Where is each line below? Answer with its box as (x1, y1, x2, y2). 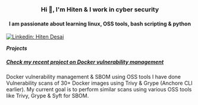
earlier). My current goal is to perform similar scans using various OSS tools (6, 86, 192, 93)
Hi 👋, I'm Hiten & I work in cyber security (40, 5, 159, 14)
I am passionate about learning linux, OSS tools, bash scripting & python (8, 20, 191, 27)
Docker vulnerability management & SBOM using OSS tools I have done (6, 74, 181, 81)
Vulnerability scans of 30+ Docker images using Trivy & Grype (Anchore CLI (6, 79, 193, 87)
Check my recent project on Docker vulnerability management (6, 58, 164, 65)
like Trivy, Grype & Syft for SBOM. (6, 92, 89, 100)
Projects (6, 44, 28, 52)
